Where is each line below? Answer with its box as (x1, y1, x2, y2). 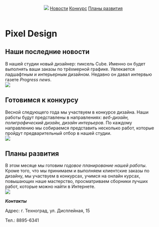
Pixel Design (5, 28, 57, 39)
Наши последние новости (5, 48, 90, 56)
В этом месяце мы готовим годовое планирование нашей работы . (5, 163, 147, 169)
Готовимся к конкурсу (5, 96, 79, 105)
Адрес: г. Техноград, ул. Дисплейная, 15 (5, 208, 90, 214)
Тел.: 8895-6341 (5, 218, 39, 224)
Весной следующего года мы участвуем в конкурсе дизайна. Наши (5, 109, 149, 115)
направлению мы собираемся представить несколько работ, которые (5, 125, 155, 131)
